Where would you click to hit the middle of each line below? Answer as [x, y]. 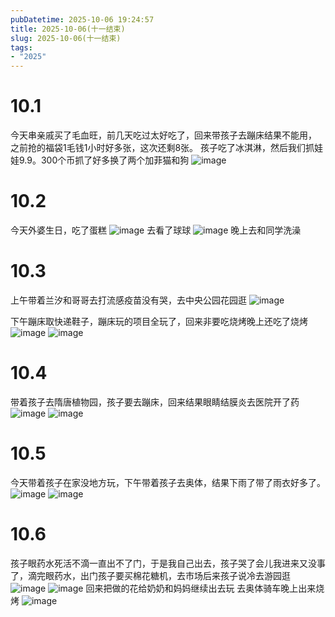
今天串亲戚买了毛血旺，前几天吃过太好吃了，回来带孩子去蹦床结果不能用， [163, 135]
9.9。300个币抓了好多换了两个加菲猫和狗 [104, 160]
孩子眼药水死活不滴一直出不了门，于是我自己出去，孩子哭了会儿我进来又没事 [168, 563]
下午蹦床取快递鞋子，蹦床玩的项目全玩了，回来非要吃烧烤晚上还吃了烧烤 [159, 321]
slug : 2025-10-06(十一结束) [66, 38]
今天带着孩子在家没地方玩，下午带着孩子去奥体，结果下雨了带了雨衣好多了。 [168, 482]
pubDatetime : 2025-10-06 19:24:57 [82, 19]
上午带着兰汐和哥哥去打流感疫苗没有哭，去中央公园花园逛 [128, 300]
